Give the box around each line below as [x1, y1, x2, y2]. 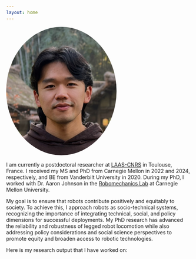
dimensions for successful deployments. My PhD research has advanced [6, 217, 184, 224]
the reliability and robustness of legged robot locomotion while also [6, 223, 170, 230]
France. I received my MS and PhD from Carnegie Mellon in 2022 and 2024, [6, 168, 190, 175]
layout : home [6, 9, 38, 15]
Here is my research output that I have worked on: [6, 247, 128, 254]
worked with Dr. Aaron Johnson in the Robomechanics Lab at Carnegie [6, 180, 178, 187]
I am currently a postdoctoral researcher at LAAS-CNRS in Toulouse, [6, 161, 172, 168]
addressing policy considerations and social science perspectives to [6, 229, 172, 236]
